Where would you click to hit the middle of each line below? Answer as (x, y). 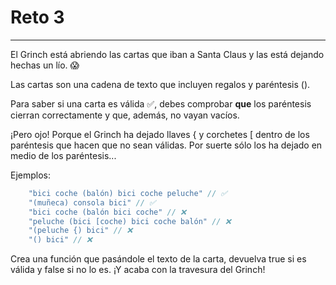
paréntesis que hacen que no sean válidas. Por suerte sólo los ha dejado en (166, 145)
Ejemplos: (31, 175)
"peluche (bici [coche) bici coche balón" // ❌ (130, 221)
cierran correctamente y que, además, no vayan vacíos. (125, 115)
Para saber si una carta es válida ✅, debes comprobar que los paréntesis (161, 103)
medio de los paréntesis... (63, 155)
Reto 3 (37, 17)
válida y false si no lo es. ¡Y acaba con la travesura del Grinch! (138, 270)
